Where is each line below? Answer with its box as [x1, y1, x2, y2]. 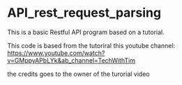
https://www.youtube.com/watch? [7, 49, 105, 57]
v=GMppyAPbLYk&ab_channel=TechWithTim [7, 56, 136, 64]
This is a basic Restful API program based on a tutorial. [7, 28, 165, 36]
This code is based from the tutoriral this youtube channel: [7, 41, 176, 49]
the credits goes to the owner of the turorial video [7, 70, 150, 78]
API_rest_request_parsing [7, 5, 162, 21]
